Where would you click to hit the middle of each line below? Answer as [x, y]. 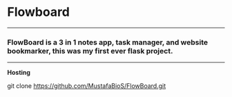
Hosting [19, 73]
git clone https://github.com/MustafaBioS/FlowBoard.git [87, 86]
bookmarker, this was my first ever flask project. [90, 51]
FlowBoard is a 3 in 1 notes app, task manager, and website [108, 42]
